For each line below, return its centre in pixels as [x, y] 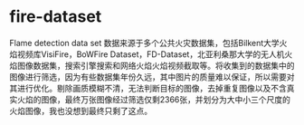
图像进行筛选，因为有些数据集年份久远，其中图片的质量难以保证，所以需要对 [152, 77]
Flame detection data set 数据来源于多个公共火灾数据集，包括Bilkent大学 [145, 43]
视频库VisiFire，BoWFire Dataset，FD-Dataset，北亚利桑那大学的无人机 [151, 54]
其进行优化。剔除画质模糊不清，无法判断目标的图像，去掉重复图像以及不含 [148, 88]
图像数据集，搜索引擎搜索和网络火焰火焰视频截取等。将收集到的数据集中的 [156, 65]
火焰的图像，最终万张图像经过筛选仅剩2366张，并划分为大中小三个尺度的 [154, 99]
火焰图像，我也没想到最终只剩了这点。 [81, 111]
